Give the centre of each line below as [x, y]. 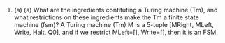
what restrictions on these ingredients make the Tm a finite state [106, 17]
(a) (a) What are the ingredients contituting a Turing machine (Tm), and [116, 10]
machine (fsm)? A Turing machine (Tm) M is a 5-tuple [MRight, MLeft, [114, 25]
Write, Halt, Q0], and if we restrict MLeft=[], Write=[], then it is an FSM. [116, 32]
